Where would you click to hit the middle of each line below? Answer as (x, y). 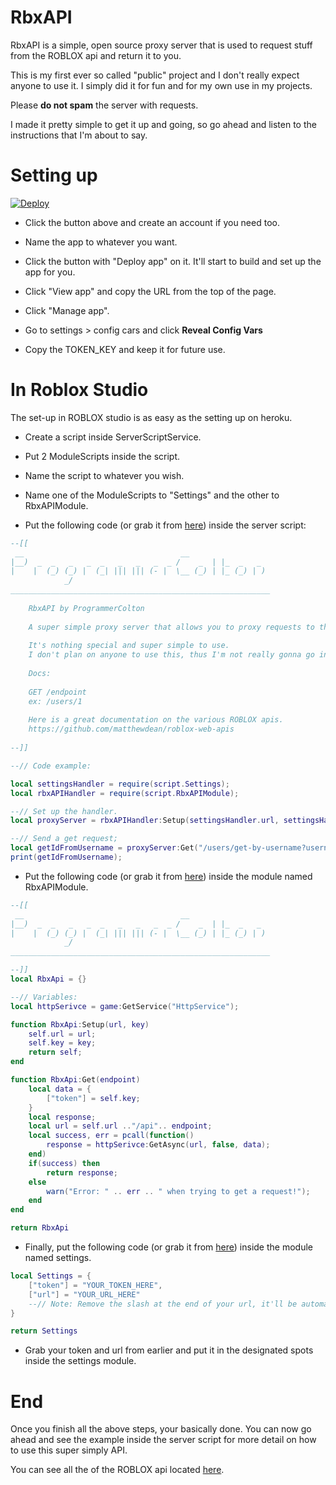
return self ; (55, 1052)
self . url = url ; (62, 1034)
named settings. (58, 1258)
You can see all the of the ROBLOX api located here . (117, 1470)
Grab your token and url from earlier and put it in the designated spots (169, 1350)
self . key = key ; (62, 1043)
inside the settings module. (80, 1361)
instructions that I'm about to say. (79, 135)
